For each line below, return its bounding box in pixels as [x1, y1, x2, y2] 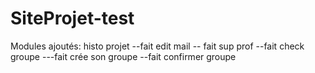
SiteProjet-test [10, 7, 135, 30]
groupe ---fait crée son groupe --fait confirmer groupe [10, 50, 237, 62]
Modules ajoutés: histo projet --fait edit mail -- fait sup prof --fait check [10, 40, 305, 52]
